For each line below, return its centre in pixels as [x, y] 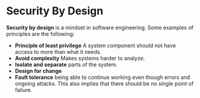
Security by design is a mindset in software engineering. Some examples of [100, 27]
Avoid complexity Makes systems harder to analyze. [80, 58]
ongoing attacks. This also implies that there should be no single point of [104, 83]
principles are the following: [40, 33]
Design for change [38, 71]
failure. [23, 90]
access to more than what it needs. [58, 51]
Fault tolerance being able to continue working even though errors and [102, 77]
